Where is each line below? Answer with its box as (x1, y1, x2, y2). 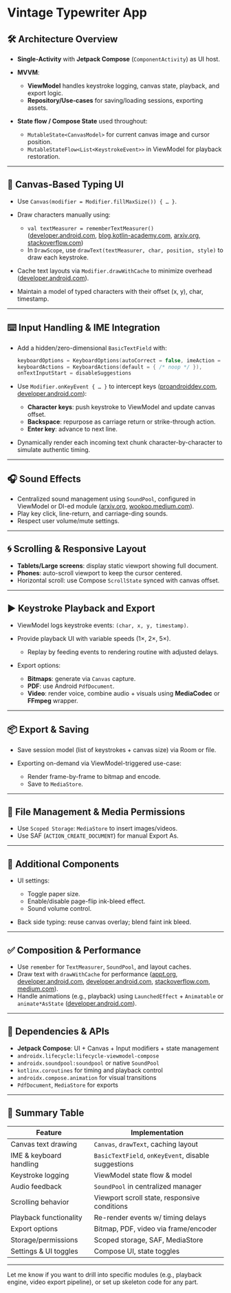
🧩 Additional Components (7, 858, 119, 870)
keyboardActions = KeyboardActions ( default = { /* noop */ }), (16, 364, 203, 371)
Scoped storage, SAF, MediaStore (93, 1235, 203, 1245)
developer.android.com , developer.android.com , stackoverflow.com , (16, 977, 211, 985)
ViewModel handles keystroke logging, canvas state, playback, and (27, 81, 220, 90)
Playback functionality (10, 1212, 82, 1222)
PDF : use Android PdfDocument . (27, 682, 115, 690)
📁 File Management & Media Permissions (7, 806, 186, 818)
